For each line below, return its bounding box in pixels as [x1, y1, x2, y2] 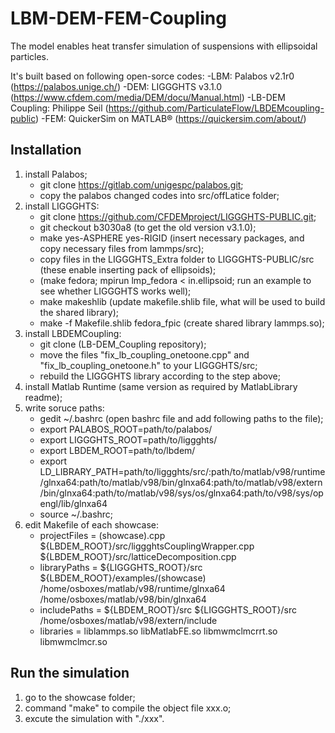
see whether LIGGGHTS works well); [39, 285, 192, 297]
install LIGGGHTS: [24, 200, 100, 212]
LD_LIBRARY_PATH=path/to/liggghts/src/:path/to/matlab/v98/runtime [39, 465, 326, 477]
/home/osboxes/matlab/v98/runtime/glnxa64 [39, 582, 226, 594]
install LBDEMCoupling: [24, 327, 122, 339]
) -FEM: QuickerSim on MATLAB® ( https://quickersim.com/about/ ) [35, 112, 307, 124]
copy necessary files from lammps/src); [39, 242, 205, 254]
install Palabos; [24, 168, 88, 180]
